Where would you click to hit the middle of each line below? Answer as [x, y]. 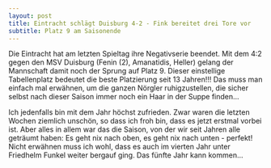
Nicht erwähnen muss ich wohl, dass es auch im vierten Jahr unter [119, 147]
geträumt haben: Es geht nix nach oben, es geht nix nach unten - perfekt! [131, 138]
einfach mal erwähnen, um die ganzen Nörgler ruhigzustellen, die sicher [129, 88]
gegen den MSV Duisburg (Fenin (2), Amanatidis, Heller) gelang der [121, 62]
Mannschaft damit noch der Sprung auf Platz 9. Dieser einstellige [117, 71]
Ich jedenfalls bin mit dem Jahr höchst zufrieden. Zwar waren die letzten [129, 112]
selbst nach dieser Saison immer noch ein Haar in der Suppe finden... [124, 97]
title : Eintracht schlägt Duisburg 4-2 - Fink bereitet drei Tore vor [130, 23]
